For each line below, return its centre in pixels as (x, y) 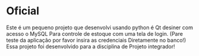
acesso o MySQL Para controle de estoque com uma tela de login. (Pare (95, 33)
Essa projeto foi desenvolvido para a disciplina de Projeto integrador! (91, 46)
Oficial (23, 11)
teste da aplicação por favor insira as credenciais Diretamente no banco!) (96, 40)
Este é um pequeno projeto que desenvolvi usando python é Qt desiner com (100, 27)
